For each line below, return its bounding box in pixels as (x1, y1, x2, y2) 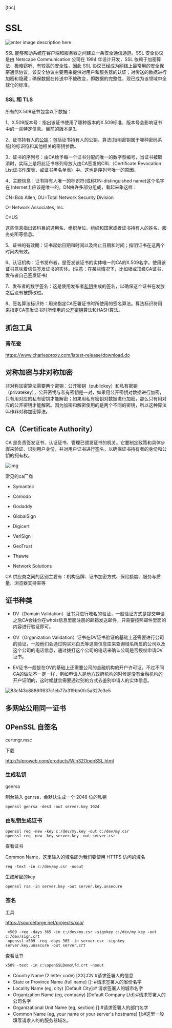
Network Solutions (12, 562, 52, 569)
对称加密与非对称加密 (5, 368, 73, 377)
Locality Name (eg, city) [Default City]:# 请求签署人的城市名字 (12, 985, 143, 992)
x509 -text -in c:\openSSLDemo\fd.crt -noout (5, 963, 104, 968)
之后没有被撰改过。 (5, 290, 46, 296)
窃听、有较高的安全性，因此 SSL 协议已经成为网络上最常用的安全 (23, 63, 160, 69)
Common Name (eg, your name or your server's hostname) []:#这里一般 (12, 1011, 164, 1017)
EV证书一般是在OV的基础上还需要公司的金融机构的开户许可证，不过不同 (12, 664, 164, 671)
